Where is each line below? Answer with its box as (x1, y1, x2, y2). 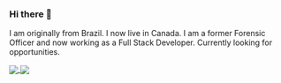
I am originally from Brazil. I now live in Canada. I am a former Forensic (9, 28, 266, 39)
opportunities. (9, 47, 60, 57)
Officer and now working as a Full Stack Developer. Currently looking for (9, 37, 273, 48)
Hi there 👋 (9, 8, 53, 20)
